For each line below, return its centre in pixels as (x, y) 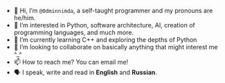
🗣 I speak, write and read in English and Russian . (85, 72)
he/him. (25, 18)
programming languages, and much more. (73, 32)
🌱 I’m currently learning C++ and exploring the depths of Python (105, 40)
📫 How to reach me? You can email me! (71, 62)
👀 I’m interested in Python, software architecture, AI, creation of (104, 25)
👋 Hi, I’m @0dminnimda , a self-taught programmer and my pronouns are (113, 11)
